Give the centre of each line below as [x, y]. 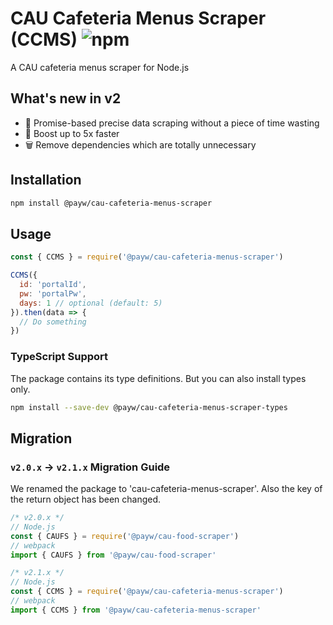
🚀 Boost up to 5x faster [72, 133]
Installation [46, 180]
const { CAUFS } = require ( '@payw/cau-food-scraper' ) [125, 536]
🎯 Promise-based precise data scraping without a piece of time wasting [172, 123]
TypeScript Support [59, 357]
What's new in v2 [66, 98]
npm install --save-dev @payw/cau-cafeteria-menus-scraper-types [149, 407]
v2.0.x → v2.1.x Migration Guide [90, 467]
